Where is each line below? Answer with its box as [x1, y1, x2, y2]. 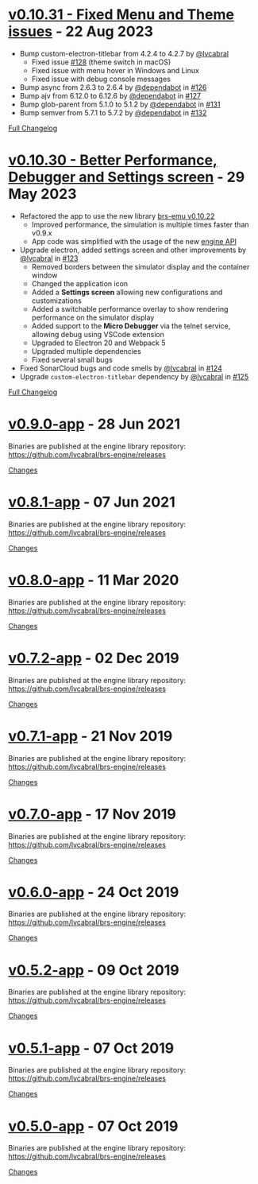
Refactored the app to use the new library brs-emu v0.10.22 [19, 211, 215, 220]
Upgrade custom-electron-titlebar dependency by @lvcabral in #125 [19, 371, 248, 381]
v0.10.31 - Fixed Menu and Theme [8, 6, 234, 24]
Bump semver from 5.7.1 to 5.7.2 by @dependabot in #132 [19, 107, 207, 117]
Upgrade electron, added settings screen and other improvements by [19, 245, 247, 254]
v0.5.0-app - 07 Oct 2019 [8, 1117, 179, 1135]
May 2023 [8, 185, 77, 204]
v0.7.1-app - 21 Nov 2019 [8, 727, 173, 745]
